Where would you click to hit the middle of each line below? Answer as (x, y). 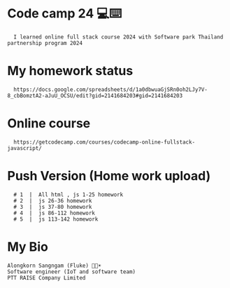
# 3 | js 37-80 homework (53, 207)
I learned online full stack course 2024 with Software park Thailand (118, 37)
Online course (49, 124)
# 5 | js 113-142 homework (56, 219)
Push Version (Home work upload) (109, 176)
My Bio (28, 247)
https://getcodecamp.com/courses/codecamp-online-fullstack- (105, 142)
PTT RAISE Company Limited (46, 277)
